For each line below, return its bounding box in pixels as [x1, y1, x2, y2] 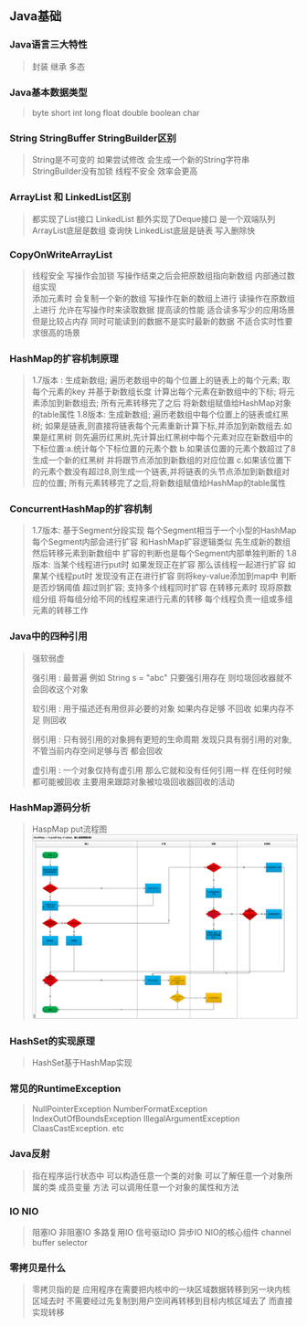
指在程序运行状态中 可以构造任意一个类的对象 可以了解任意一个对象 [31, 1170, 285, 1181]
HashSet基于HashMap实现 [31, 1057, 132, 1068]
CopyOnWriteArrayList [9, 248, 112, 260]
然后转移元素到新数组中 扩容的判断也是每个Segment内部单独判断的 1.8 [31, 547, 297, 559]
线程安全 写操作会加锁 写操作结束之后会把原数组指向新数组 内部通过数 [31, 270, 295, 281]
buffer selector [31, 1237, 89, 1248]
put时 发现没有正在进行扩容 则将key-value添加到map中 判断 [71, 570, 297, 582]
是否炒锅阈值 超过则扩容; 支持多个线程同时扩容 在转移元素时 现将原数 [31, 582, 292, 593]
